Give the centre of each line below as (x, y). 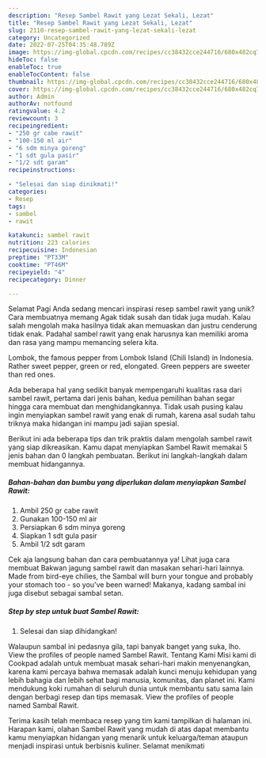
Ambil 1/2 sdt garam (52, 544)
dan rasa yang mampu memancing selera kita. (84, 343)
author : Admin (32, 97)
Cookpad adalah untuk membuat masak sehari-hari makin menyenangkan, (129, 663)
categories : (28, 191)
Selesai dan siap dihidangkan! (68, 631)
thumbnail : (26, 81)
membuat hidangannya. (47, 464)
